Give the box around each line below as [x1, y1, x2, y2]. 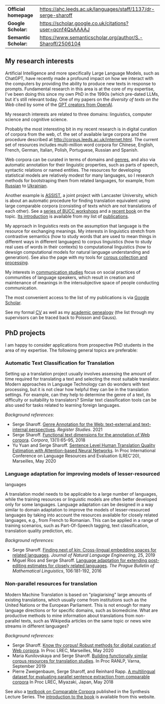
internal [12, 427, 28, 432]
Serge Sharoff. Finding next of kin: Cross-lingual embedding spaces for [12, 547, 157, 553]
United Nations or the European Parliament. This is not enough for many [5, 602, 151, 608]
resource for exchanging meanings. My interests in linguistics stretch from [5, 228, 156, 234]
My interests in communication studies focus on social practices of [5, 269, 141, 275]
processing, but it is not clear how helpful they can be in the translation [5, 386, 149, 392]
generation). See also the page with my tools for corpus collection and [5, 254, 147, 260]
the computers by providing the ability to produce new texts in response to [5, 80, 156, 86]
